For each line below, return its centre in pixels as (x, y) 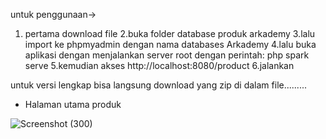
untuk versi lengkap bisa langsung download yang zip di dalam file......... (158, 85)
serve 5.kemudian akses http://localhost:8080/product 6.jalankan (159, 65)
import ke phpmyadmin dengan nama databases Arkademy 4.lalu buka (170, 44)
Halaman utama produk (73, 104)
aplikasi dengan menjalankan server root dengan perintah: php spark (167, 55)
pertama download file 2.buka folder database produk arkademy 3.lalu (170, 33)
